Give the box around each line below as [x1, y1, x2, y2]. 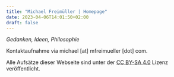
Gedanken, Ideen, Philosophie [6, 36, 80, 43]
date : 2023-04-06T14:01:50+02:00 [6, 14, 89, 20]
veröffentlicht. [6, 65, 40, 72]
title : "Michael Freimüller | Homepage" [6, 8, 108, 15]
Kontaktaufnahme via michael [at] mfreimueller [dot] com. [6, 47, 148, 54]
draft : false [6, 20, 39, 25]
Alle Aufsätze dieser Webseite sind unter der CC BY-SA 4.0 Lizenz [6, 59, 168, 66]
